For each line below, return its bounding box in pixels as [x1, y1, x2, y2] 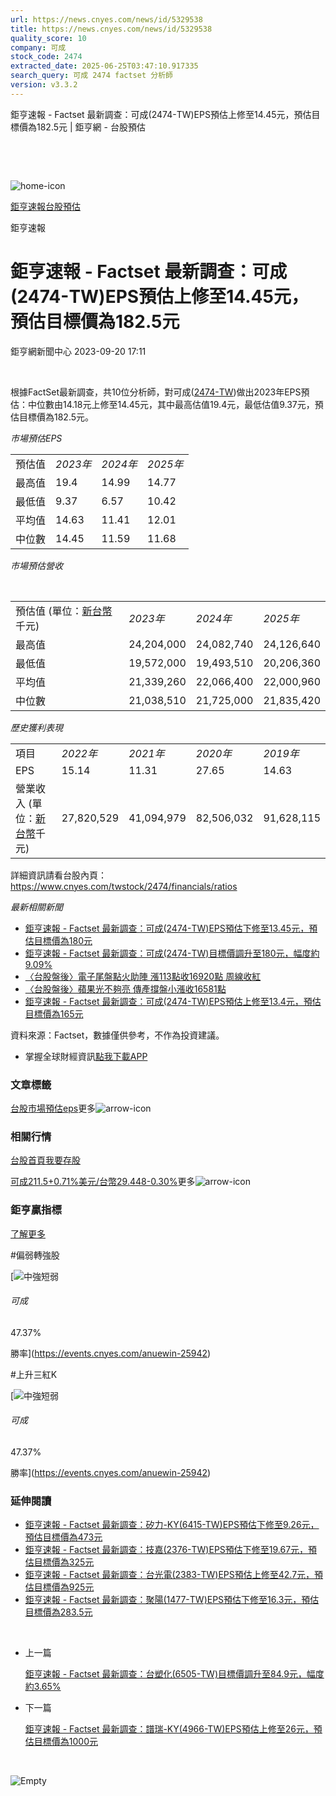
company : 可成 [10, 42, 67, 53]
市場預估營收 [10, 559, 63, 571]
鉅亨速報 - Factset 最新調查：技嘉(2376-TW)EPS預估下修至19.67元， [24, 1544, 309, 1556]
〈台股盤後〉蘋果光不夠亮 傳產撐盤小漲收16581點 [24, 982, 227, 995]
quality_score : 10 [10, 33, 87, 43]
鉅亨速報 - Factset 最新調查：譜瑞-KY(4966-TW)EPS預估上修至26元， [24, 1723, 314, 1735]
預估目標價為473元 [24, 1531, 103, 1543]
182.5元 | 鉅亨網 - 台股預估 [36, 121, 146, 133]
